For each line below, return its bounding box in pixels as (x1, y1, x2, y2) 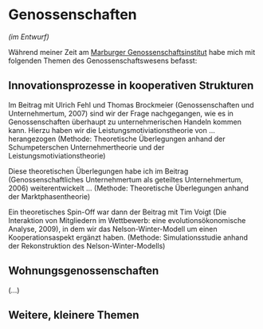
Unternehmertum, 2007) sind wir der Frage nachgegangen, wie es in (8, 108, 234, 118)
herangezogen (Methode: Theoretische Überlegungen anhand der (8, 134, 226, 143)
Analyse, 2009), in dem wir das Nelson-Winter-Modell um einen (8, 224, 218, 233)
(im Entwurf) (8, 32, 49, 41)
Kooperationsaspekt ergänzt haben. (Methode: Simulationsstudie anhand (8, 233, 249, 242)
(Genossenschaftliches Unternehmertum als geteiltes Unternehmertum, (8, 174, 243, 184)
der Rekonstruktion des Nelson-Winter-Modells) (8, 241, 166, 250)
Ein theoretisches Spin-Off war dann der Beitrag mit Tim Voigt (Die (8, 207, 227, 217)
